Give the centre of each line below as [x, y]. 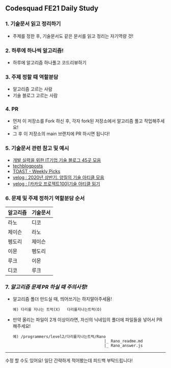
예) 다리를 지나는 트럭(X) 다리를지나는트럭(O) [57, 310]
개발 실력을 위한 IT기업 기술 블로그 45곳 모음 [57, 160]
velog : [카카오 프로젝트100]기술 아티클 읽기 [56, 184]
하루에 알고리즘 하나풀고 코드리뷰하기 [49, 62]
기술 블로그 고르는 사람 [35, 95]
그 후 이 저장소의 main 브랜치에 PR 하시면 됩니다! [61, 133]
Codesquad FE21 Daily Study [52, 8]
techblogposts [28, 166]
